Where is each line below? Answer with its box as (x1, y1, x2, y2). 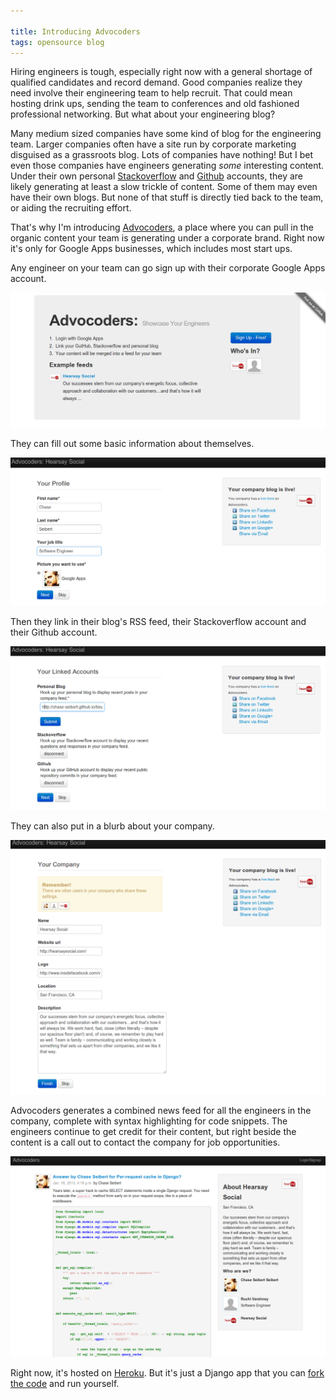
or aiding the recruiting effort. (10, 202, 132, 214)
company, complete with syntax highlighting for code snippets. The (10, 1115, 288, 1127)
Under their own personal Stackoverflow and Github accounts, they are (10, 170, 304, 182)
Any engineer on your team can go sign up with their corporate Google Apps (10, 262, 326, 274)
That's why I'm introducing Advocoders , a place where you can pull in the (10, 221, 314, 234)
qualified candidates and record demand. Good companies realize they (10, 76, 303, 89)
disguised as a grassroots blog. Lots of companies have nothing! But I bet (10, 149, 313, 161)
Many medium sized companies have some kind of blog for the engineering (10, 128, 322, 140)
